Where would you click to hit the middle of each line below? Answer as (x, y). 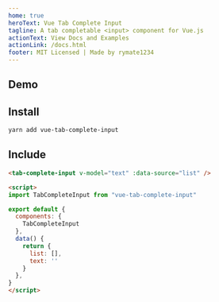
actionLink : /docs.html (48, 45)
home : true (26, 15)
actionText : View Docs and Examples (69, 38)
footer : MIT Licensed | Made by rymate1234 (81, 52)
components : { (38, 217)
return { (37, 246)
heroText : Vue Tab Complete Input (65, 23)
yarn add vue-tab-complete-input (63, 130)
